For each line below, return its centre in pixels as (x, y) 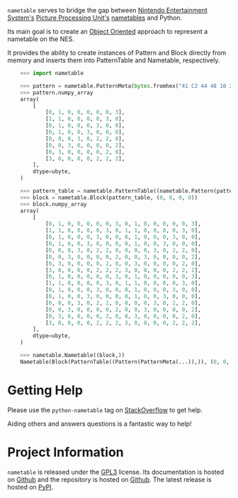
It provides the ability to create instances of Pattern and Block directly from (117, 53)
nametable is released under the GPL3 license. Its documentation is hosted (116, 472)
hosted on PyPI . (30, 487)
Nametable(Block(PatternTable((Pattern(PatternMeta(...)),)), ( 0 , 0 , (125, 362)
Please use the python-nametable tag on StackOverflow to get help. (105, 409)
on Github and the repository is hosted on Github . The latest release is (109, 479)
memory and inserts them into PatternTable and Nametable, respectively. (114, 60)
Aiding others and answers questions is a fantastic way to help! (100, 424)
